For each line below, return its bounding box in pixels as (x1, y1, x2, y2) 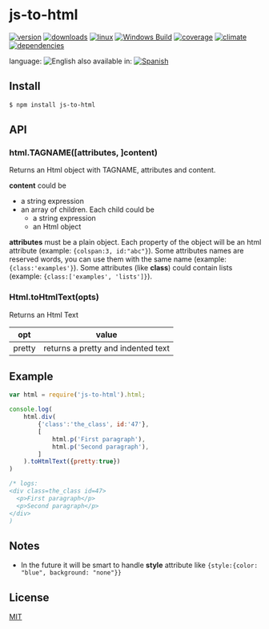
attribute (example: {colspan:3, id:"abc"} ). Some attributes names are (9, 246, 244, 256)
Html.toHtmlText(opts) (9, 291, 99, 302)
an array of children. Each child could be (20, 205, 155, 214)
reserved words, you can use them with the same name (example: (9, 254, 227, 264)
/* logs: (9, 480, 38, 488)
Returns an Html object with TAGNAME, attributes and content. (9, 165, 216, 175)
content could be (9, 181, 66, 190)
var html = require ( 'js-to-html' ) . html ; (9, 391, 147, 399)
